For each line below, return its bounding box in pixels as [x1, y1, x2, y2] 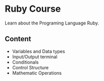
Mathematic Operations [12, 70, 62, 76]
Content [5, 35, 32, 43]
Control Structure [12, 64, 49, 70]
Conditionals [12, 59, 39, 65]
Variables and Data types [12, 48, 65, 54]
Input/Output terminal [12, 53, 58, 60]
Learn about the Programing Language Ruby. [5, 20, 99, 26]
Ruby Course [5, 3, 61, 15]
